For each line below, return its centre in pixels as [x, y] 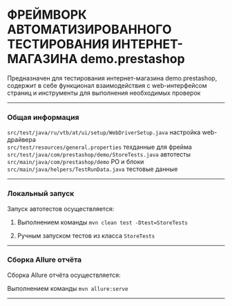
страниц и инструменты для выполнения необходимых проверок [104, 93]
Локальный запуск [41, 194]
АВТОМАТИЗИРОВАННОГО [89, 29]
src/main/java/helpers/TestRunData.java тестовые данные [93, 169]
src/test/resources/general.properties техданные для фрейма [99, 147]
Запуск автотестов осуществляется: [61, 208]
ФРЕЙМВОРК [47, 15]
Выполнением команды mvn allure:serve [68, 288]
